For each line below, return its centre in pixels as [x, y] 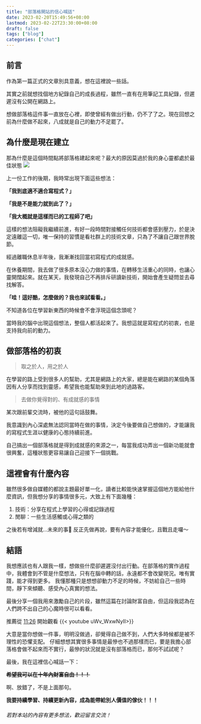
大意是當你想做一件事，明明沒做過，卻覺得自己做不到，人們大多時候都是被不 [100, 634]
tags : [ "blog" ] [25, 34]
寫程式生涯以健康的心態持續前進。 [53, 432]
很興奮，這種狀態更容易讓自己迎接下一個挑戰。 [64, 453]
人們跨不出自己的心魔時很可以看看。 [51, 609]
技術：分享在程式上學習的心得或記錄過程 [65, 509]
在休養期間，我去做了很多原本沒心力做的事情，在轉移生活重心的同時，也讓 [98, 269]
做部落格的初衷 [34, 351]
